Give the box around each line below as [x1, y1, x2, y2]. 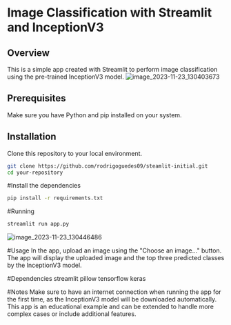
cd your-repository [7, 169, 63, 176]
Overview [7, 47, 50, 59]
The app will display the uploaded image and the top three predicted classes [7, 254, 225, 262]
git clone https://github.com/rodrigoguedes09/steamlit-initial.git [7, 162, 208, 170]
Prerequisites [7, 92, 66, 104]
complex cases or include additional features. [7, 310, 137, 318]
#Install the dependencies [7, 181, 81, 190]
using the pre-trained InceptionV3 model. [7, 72, 124, 81]
